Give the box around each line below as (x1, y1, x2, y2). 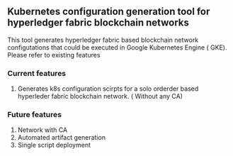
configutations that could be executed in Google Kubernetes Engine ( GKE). (7, 43, 227, 52)
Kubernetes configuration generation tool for (7, 6, 210, 18)
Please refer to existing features (7, 50, 101, 59)
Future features (7, 110, 62, 120)
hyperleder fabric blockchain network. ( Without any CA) (17, 92, 183, 101)
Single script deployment (17, 141, 91, 150)
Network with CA (17, 126, 68, 134)
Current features (7, 68, 67, 78)
